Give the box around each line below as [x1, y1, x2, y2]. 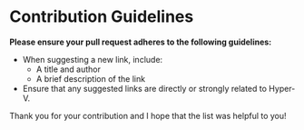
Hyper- [269, 83, 296, 94]
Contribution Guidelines [9, 6, 194, 27]
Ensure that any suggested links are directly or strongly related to [22, 83, 268, 94]
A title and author [35, 64, 102, 75]
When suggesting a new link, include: [22, 54, 163, 65]
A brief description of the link [35, 73, 146, 84]
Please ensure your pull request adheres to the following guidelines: [9, 36, 272, 47]
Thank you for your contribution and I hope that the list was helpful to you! [9, 110, 288, 121]
